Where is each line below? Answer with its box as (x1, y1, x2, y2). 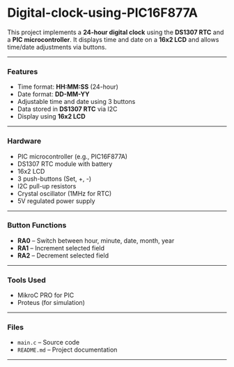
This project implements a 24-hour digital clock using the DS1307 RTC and (7, 28, 224, 36)
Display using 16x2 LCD (17, 112, 86, 121)
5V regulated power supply (17, 197, 95, 205)
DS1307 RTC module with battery (17, 159, 113, 168)
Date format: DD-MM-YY (17, 90, 90, 98)
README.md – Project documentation (17, 345, 118, 354)
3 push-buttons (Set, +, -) (17, 174, 92, 183)
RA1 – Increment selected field (17, 244, 105, 252)
